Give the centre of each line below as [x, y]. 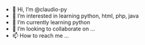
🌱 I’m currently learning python [51, 22]
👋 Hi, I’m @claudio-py [39, 9]
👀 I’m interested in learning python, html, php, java [75, 16]
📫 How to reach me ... [40, 36]
